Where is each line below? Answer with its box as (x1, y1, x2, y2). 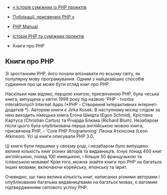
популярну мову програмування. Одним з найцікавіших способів (5, 76, 145, 82)
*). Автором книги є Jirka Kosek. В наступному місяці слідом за (24, 107, 161, 113)
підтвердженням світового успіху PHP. (5, 184, 88, 190)
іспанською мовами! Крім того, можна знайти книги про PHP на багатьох (5, 159, 162, 165)
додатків (5, 107, 24, 113)
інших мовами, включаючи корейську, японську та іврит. (5, 164, 128, 170)
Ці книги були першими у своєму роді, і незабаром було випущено (5, 143, 148, 149)
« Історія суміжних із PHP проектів (12, 4, 87, 10)
